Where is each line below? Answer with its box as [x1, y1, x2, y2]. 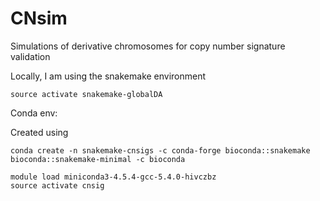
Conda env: [10, 107, 58, 119]
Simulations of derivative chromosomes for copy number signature [10, 40, 286, 52]
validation [10, 50, 51, 62]
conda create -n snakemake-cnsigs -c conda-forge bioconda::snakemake [10, 145, 311, 156]
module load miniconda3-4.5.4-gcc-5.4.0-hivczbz [10, 172, 217, 182]
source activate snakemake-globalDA [10, 89, 163, 99]
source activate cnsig [10, 180, 105, 191]
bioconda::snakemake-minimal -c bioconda [10, 154, 186, 164]
